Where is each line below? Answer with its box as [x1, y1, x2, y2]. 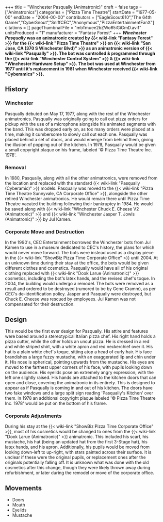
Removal [5, 164, 26, 171]
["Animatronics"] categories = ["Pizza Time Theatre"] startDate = [5, 9, 135, 15]
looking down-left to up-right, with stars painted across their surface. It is [5, 449, 152, 455]
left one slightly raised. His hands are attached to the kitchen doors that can [5, 375, 157, 380]
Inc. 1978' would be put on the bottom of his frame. [5, 400, 107, 407]
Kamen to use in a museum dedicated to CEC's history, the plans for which [5, 245, 155, 250]
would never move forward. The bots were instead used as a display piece [5, 250, 154, 256]
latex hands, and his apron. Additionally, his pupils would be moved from [5, 444, 150, 450]
